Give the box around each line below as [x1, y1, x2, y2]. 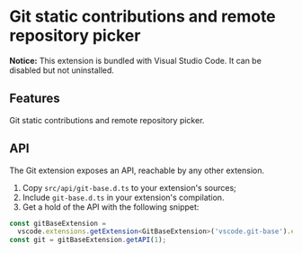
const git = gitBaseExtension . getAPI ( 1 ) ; [9, 236, 167, 245]
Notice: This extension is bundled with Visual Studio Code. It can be [9, 55, 262, 66]
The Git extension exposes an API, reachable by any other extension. [9, 165, 265, 176]
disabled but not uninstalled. [9, 65, 115, 76]
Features [9, 91, 60, 106]
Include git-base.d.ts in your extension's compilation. [22, 192, 225, 203]
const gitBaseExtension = [9, 219, 106, 228]
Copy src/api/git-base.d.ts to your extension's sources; [22, 182, 236, 193]
